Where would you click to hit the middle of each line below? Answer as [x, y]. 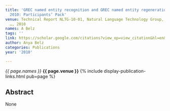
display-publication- [124, 71]
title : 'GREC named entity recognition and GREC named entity [72, 10]
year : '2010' [19, 52]
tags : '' [14, 33]
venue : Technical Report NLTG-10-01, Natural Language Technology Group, [85, 19]
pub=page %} [41, 76]
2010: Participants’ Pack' [38, 15]
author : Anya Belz [25, 43]
